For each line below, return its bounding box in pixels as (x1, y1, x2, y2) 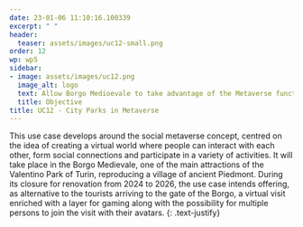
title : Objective (17, 97, 83, 107)
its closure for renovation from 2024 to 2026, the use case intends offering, (9, 178, 290, 190)
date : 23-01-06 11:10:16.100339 (9, 13, 131, 23)
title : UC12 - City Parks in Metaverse (9, 106, 160, 115)
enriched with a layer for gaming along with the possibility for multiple (9, 198, 269, 209)
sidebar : (9, 64, 42, 73)
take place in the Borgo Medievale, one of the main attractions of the (9, 159, 264, 170)
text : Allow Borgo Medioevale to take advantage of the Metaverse (17, 89, 272, 98)
